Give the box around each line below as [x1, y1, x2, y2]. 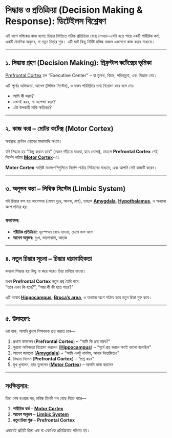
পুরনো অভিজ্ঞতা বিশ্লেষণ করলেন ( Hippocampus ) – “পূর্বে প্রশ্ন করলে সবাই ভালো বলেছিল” [12, 344, 152, 351]
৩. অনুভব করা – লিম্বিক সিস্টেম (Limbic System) [5, 184, 126, 193]
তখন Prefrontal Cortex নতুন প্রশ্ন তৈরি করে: [5, 278, 80, 284]
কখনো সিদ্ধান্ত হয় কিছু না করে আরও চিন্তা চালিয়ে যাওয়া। [5, 268, 87, 274]
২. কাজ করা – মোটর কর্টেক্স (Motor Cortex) [5, 124, 114, 133]
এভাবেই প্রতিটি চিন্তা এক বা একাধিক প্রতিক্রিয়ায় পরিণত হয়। [5, 427, 91, 433]
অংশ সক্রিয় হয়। [5, 204, 30, 210]
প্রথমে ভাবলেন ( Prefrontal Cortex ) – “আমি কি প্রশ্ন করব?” [12, 338, 111, 344]
